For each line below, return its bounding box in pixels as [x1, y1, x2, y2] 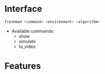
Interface [4, 3, 42, 15]
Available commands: [11, 28, 54, 34]
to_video [18, 44, 36, 49]
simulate [18, 38, 36, 44]
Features [4, 60, 41, 71]
